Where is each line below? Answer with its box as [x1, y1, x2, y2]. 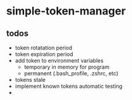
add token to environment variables [15, 57, 104, 64]
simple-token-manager [6, 4, 126, 18]
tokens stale [15, 77, 46, 83]
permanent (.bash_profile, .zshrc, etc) [24, 70, 119, 77]
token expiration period [15, 51, 74, 58]
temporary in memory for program [24, 63, 110, 70]
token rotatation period [15, 44, 73, 51]
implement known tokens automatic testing [15, 83, 123, 90]
